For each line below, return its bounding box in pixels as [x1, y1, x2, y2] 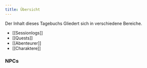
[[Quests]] [12, 35, 33, 41]
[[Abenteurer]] [12, 40, 41, 46]
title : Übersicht [5, 7, 40, 12]
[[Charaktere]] [12, 45, 41, 51]
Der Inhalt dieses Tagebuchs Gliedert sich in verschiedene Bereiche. [5, 20, 143, 26]
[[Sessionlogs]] [12, 30, 43, 35]
